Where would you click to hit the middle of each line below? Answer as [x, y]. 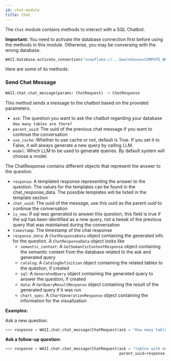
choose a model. [30, 156]
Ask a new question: [27, 320]
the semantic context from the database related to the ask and [85, 252]
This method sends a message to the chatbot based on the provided [77, 103]
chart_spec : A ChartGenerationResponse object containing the [84, 295]
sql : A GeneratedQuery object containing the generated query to [87, 273]
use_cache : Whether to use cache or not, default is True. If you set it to [86, 140]
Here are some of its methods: [37, 69]
